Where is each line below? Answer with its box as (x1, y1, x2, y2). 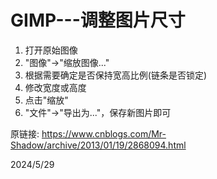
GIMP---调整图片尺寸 (10, 9, 186, 32)
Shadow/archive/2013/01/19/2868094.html (10, 139, 187, 151)
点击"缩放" (24, 94, 69, 106)
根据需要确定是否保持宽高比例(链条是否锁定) (24, 69, 208, 81)
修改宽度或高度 (24, 81, 87, 93)
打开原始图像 (24, 44, 78, 56)
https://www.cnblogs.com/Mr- (41, 127, 167, 140)
